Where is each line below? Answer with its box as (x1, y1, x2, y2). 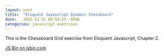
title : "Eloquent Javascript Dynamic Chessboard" (5, 12, 114, 17)
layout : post (5, 7, 33, 13)
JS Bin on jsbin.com (5, 45, 46, 51)
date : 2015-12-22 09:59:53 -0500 (5, 17, 80, 22)
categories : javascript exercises (5, 21, 78, 27)
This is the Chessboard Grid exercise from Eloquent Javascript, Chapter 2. (5, 35, 159, 41)
